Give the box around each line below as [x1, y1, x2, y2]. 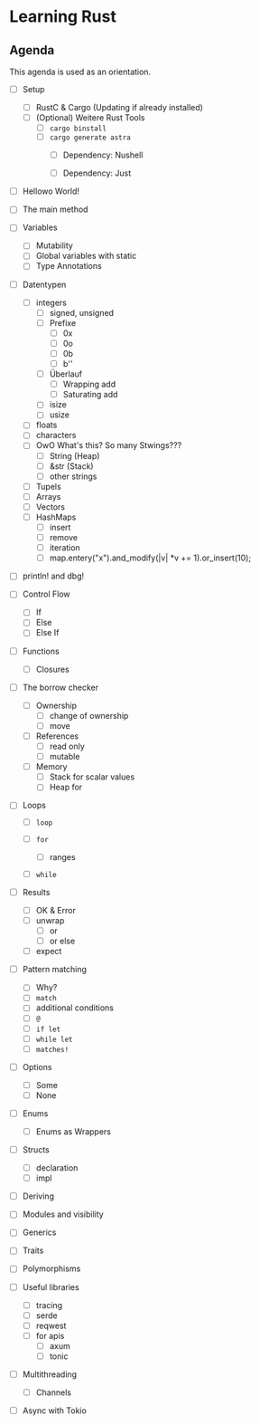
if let [35, 1025, 61, 1034]
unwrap [35, 914, 65, 925]
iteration [49, 542, 81, 553]
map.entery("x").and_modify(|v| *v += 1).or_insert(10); [49, 552, 251, 563]
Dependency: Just [62, 167, 132, 178]
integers [35, 297, 68, 308]
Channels [35, 1387, 72, 1398]
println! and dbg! [22, 570, 85, 581]
